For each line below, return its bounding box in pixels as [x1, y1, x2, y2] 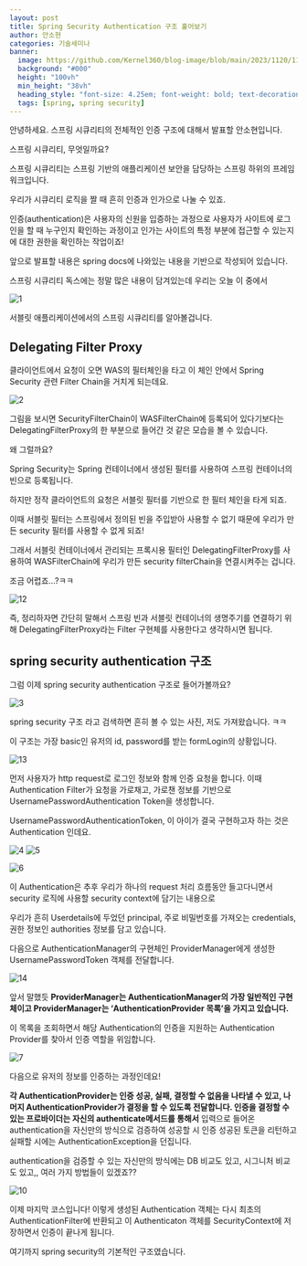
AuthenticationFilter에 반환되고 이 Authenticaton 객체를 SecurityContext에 [9, 1216, 282, 1226]
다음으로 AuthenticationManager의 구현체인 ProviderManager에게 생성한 [9, 943, 276, 954]
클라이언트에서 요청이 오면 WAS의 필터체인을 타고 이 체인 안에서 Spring [9, 364, 265, 375]
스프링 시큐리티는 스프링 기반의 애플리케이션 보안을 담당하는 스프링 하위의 [9, 164, 271, 174]
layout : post [9, 13, 59, 23]
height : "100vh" [17, 73, 79, 82]
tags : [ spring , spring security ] [17, 98, 145, 108]
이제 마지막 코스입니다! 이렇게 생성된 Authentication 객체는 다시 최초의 [9, 1204, 262, 1215]
